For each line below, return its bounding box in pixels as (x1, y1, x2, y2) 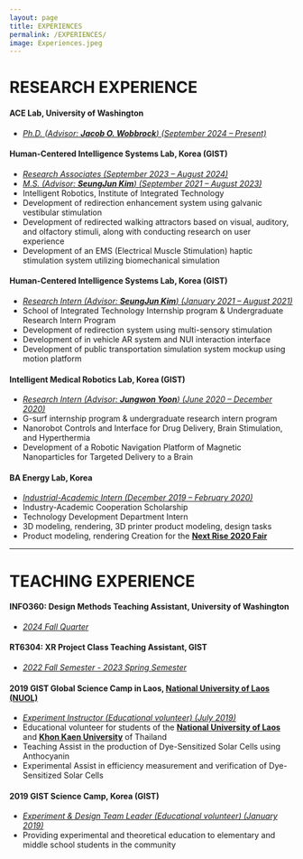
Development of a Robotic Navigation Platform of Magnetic (22, 442, 242, 453)
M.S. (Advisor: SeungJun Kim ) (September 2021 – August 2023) (22, 178, 262, 189)
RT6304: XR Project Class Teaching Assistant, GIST (9, 642, 207, 653)
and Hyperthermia (22, 433, 91, 444)
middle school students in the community (22, 839, 177, 850)
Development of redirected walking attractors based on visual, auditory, (22, 216, 289, 227)
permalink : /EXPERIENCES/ (9, 30, 106, 39)
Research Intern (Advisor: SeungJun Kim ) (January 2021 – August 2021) (22, 295, 293, 307)
